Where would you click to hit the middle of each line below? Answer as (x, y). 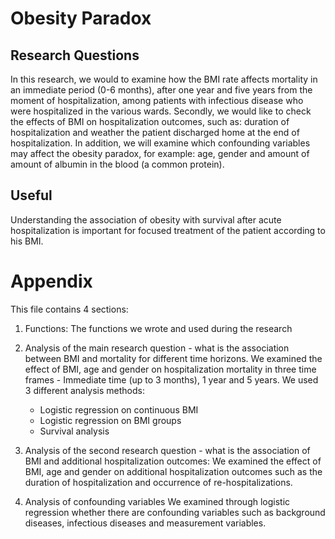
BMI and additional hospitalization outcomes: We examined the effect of (173, 461)
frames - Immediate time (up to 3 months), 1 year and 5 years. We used (171, 379)
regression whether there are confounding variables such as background (175, 512)
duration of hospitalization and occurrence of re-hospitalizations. (158, 482)
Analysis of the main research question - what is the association (157, 348)
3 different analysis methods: (85, 390)
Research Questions (75, 55)
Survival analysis (74, 431)
